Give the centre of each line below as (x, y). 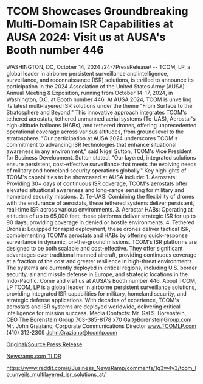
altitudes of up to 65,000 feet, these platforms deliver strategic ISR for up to (101, 216)
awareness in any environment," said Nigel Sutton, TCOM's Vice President (99, 151)
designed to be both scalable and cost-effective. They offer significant (95, 248)
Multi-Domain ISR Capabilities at (90, 24)
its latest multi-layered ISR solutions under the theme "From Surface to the (99, 105)
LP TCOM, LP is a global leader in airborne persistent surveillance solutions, (101, 287)
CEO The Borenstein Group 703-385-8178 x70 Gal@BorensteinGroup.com (99, 319)
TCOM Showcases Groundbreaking (97, 11)
